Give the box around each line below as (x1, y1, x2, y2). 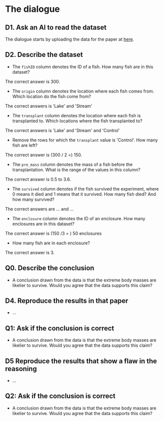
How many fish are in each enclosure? (12, 240, 90, 246)
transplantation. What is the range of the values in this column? (12, 167, 140, 173)
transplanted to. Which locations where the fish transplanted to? (12, 118, 143, 124)
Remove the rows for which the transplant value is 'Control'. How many (12, 137, 158, 143)
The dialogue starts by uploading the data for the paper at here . (5, 36, 134, 42)
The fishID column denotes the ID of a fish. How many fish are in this (12, 63, 154, 70)
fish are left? (12, 142, 38, 148)
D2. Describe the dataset (5, 50, 83, 59)
